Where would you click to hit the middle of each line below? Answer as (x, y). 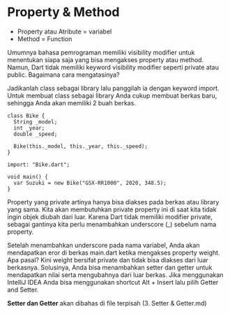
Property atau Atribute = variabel (64, 31)
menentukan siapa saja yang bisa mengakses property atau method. (106, 59)
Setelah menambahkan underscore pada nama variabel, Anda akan (103, 245)
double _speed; (36, 134)
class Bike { (26, 116)
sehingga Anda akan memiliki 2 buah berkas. (71, 103)
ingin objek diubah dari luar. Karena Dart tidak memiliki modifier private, (110, 216)
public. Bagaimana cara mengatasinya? (63, 75)
